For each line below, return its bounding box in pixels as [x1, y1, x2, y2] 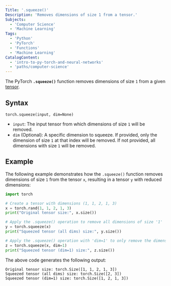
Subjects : [5, 17, 26, 22]
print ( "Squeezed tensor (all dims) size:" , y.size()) [5, 229, 122, 234]
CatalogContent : [5, 55, 40, 60]
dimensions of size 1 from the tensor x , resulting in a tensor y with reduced [5, 176, 162, 183]
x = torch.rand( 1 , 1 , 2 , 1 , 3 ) [5, 205, 72, 211]
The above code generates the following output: [5, 257, 106, 263]
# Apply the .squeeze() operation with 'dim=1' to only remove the [5, 238, 152, 243]
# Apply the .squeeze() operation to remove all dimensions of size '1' [5, 220, 163, 225]
